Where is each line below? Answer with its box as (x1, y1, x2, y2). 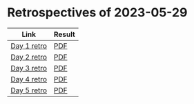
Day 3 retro (10, 63, 47, 73)
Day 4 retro (10, 74, 47, 83)
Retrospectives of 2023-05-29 (7, 5, 188, 21)
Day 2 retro (10, 52, 47, 62)
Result (53, 29, 76, 39)
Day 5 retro (10, 86, 47, 95)
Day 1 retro (10, 41, 47, 51)
